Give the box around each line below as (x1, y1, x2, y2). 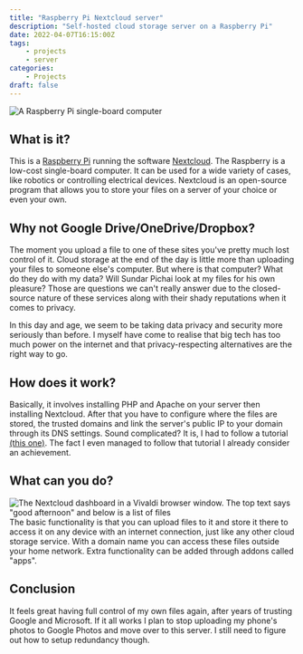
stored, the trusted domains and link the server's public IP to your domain (9, 418, 283, 429)
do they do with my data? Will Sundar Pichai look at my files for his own (9, 274, 276, 284)
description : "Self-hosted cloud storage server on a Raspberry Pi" (9, 22, 273, 31)
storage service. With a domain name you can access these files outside (9, 535, 280, 546)
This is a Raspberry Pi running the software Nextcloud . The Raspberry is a (9, 156, 286, 167)
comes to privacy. (9, 303, 76, 313)
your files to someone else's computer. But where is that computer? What (9, 264, 283, 274)
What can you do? (9, 473, 114, 489)
